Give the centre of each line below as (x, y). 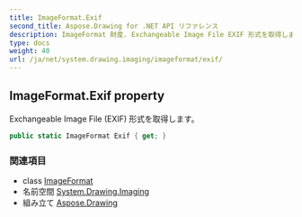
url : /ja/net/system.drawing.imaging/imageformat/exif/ (116, 59)
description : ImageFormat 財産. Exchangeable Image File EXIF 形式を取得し (149, 34)
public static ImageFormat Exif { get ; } (88, 136)
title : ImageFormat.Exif (56, 18)
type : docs (30, 43)
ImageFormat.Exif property (87, 96)
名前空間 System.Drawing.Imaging (86, 191)
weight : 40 (30, 51)
